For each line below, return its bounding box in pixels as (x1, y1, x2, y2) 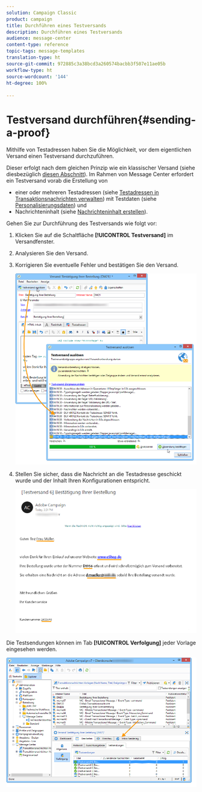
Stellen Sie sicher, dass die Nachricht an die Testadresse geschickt (14, 471, 182, 478)
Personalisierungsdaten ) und (14, 201, 87, 209)
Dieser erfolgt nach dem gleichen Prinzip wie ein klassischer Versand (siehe (6, 164, 195, 172)
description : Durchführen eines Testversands (6, 29, 122, 35)
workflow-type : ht (6, 67, 52, 73)
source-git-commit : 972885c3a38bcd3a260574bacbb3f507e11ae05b (6, 61, 166, 67)
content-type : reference (6, 42, 69, 48)
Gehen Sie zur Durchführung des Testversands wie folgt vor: (6, 220, 157, 227)
